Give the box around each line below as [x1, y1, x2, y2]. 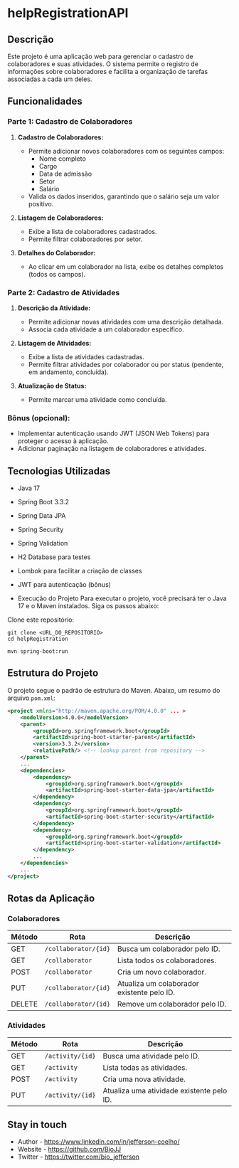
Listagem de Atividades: [17, 339, 92, 347]
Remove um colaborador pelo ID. [117, 999, 227, 1009]
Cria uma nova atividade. [102, 1074, 186, 1084]
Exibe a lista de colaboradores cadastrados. [28, 227, 157, 235]
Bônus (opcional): [7, 413, 70, 423]
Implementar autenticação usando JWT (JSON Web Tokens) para [17, 429, 210, 438]
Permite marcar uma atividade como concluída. [28, 395, 167, 403]
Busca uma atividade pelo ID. [102, 1051, 201, 1061]
